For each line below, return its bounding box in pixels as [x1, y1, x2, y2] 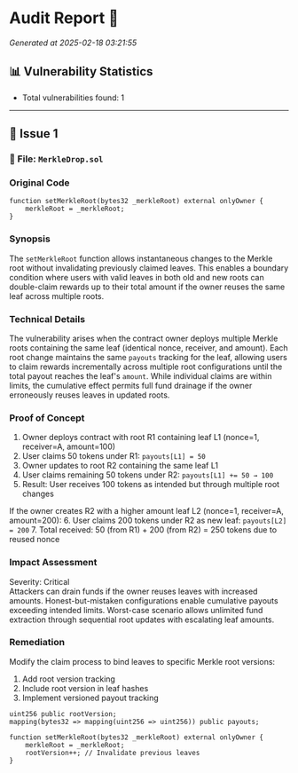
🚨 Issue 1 [9, 126, 59, 141]
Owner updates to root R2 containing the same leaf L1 [21, 461, 219, 471]
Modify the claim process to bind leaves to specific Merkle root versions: [9, 656, 276, 667]
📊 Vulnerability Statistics [9, 64, 153, 79]
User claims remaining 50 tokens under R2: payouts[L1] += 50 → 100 [21, 469, 274, 480]
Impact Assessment [9, 556, 98, 569]
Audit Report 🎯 [9, 8, 120, 28]
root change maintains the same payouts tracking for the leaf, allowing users [9, 351, 288, 362]
